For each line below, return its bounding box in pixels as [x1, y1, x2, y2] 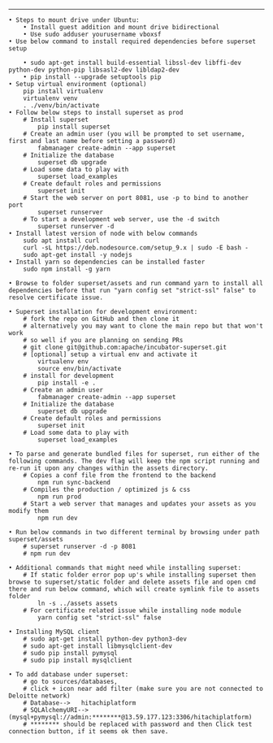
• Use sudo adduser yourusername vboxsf [23, 30, 162, 38]
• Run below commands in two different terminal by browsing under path [8, 528, 260, 537]
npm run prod [37, 493, 82, 501]
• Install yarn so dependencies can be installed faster [8, 258, 206, 266]
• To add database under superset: [8, 671, 129, 679]
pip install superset [37, 123, 111, 131]
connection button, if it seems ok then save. [8, 728, 169, 736]
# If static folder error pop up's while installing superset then [23, 571, 256, 579]
